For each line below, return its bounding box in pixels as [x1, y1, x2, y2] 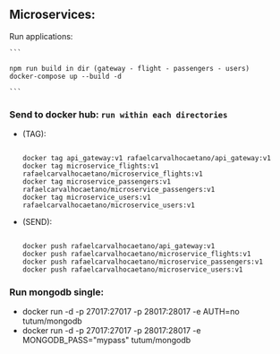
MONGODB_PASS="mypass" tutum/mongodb [21, 335, 191, 346]
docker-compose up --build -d [9, 72, 123, 81]
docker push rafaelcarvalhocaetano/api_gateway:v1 [21, 242, 216, 251]
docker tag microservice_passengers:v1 [21, 177, 172, 186]
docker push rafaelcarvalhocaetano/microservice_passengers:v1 [21, 257, 264, 267]
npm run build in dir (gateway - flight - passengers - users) [9, 64, 250, 73]
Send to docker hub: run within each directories [9, 108, 228, 120]
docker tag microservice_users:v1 [21, 193, 151, 203]
